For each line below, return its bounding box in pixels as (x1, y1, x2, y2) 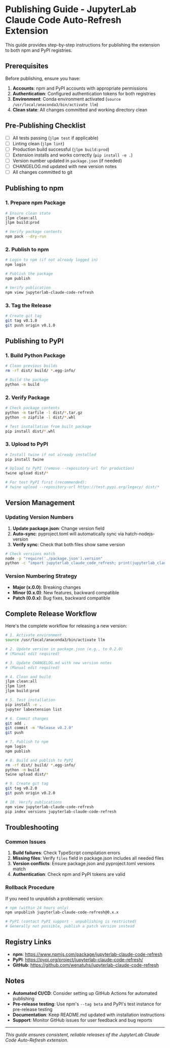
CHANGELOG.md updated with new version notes (12, 163, 117, 169)
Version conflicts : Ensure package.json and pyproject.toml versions (12, 861, 155, 867)
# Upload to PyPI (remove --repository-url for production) (5, 466, 135, 471)
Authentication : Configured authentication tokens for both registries (12, 90, 156, 97)
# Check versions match (5, 551, 56, 556)
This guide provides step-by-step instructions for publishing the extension (5, 42, 160, 48)
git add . (5, 720, 26, 726)
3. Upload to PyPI (5, 440, 49, 448)
